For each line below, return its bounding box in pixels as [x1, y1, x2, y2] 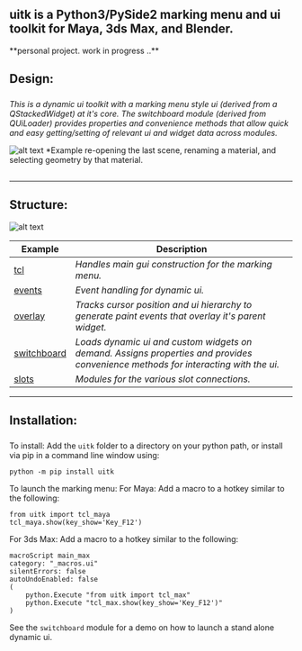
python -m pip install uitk [9, 467, 115, 476]
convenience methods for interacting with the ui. [75, 357, 280, 370]
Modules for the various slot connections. [75, 373, 251, 385]
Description [155, 242, 208, 255]
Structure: [9, 197, 68, 212]
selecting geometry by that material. [9, 154, 144, 165]
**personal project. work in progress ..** [9, 45, 160, 56]
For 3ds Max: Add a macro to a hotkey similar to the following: [9, 533, 239, 544]
